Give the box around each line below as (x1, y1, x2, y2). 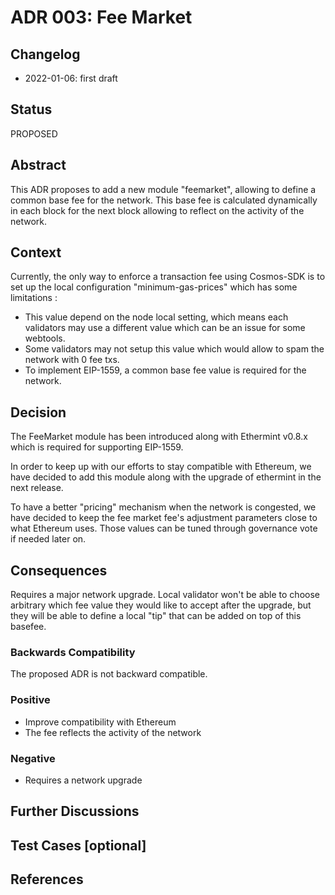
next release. (10, 482, 64, 494)
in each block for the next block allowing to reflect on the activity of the (10, 204, 305, 216)
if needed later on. (10, 533, 87, 545)
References (10, 871, 84, 888)
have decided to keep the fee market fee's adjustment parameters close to (10, 512, 318, 524)
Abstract (10, 157, 67, 174)
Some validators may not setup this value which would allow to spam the (24, 343, 325, 355)
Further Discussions (10, 803, 140, 820)
